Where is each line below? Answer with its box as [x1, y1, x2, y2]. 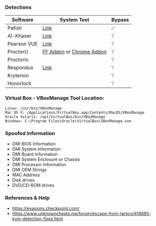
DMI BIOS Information [12, 141, 56, 147]
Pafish [7, 25, 22, 32]
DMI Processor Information [12, 161, 67, 167]
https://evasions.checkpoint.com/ [12, 206, 80, 211]
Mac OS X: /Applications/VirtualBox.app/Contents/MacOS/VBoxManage [5, 110, 145, 115]
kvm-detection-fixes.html [12, 216, 63, 222]
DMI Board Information [12, 151, 58, 157]
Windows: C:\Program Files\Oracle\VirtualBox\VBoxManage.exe [5, 118, 132, 123]
